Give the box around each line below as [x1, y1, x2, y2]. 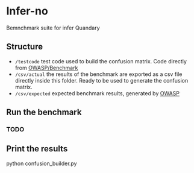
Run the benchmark [6, 107, 82, 118]
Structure [6, 42, 43, 52]
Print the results [6, 143, 68, 154]
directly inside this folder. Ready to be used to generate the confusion [14, 77, 189, 84]
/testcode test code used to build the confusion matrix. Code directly [14, 57, 187, 64]
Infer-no [6, 4, 48, 18]
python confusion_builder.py [6, 160, 77, 167]
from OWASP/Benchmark [14, 64, 78, 71]
